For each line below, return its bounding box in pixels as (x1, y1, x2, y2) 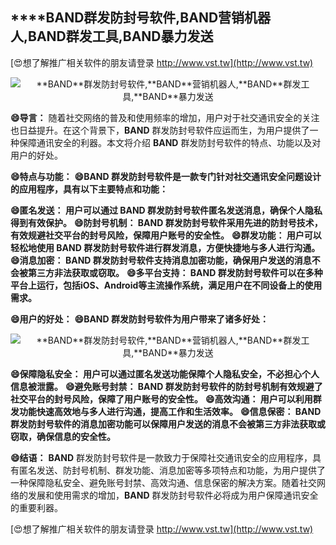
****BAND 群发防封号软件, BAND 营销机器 (10, 9, 272, 27)
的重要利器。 (10, 501, 63, 513)
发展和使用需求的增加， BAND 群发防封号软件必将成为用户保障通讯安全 (27, 489, 319, 501)
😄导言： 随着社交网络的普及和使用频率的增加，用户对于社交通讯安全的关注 (10, 111, 320, 123)
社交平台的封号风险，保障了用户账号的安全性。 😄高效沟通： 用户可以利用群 (10, 393, 322, 405)
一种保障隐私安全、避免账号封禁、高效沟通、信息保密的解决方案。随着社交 (10, 476, 317, 488)
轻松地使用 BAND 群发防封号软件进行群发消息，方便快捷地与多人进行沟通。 (10, 241, 321, 253)
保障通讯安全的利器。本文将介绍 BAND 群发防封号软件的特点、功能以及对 (18, 136, 322, 148)
